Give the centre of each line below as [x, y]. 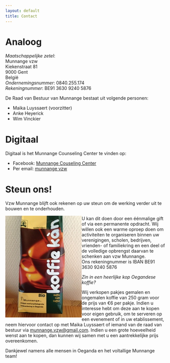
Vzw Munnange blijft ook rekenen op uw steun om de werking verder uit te [83, 203]
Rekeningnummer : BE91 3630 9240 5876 [48, 88]
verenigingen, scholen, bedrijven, [117, 240]
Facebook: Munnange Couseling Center [54, 163]
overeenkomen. [22, 341]
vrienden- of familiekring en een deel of [123, 246]
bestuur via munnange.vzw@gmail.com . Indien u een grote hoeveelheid [81, 330]
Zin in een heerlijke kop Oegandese [119, 277]
